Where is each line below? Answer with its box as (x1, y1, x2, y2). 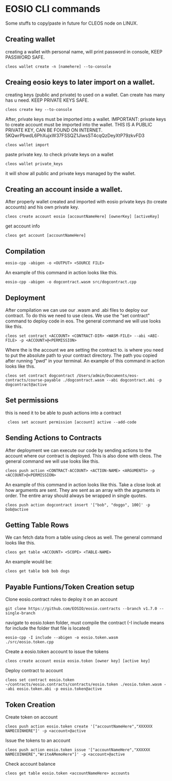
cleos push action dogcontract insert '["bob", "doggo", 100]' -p (5, 502, 150, 507)
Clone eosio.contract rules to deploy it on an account (5, 596, 118, 602)
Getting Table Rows (5, 521, 69, 529)
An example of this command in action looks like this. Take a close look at (5, 481, 161, 488)
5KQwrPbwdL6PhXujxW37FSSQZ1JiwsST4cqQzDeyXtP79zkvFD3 (5, 132, 145, 139)
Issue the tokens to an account (5, 737, 71, 744)
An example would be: (5, 559, 53, 565)
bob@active (5, 507, 29, 512)
